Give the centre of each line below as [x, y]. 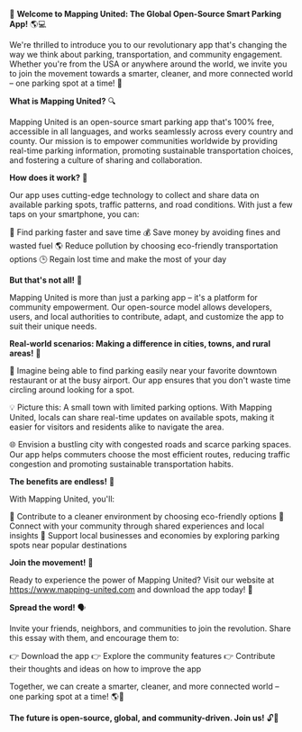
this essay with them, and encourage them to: [94, 638]
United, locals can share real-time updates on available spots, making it [142, 417]
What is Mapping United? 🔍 [63, 101]
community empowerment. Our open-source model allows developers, [141, 307]
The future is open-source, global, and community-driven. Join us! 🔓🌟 [144, 718]
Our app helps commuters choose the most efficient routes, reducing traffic [150, 454]
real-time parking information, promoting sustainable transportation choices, [151, 150]
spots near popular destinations [69, 545]
